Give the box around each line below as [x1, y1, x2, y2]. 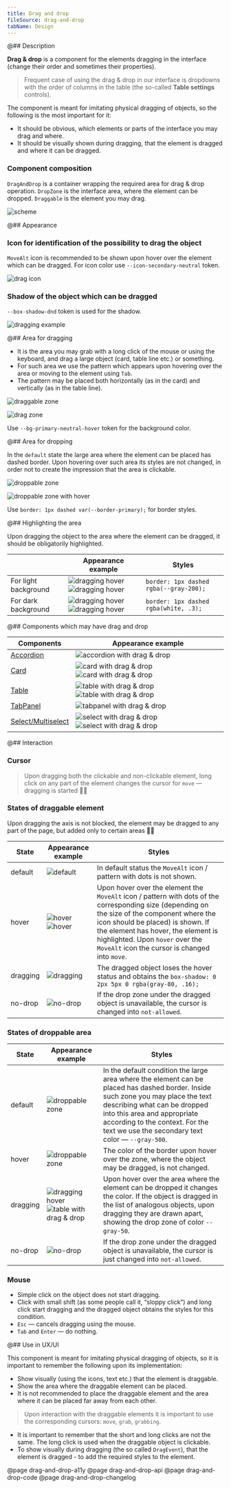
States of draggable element [7, 803, 104, 813]
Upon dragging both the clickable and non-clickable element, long [23, 772, 212, 780]
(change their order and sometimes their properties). [7, 63, 157, 71]
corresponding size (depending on [97, 900, 209, 909]
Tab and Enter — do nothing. [16, 1327, 98, 1336]
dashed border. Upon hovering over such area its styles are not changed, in [7, 458, 221, 466]
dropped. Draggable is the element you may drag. [7, 194, 146, 202]
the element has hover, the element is [97, 925, 219, 935]
